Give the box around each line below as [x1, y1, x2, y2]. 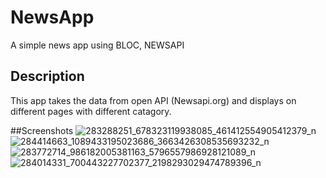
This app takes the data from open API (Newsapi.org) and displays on [10, 94, 297, 106]
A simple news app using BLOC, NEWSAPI [10, 39, 185, 51]
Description [10, 68, 85, 85]
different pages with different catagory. [10, 105, 172, 117]
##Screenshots [10, 124, 74, 136]
